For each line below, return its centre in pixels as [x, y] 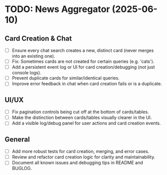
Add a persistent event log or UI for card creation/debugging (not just [83, 67]
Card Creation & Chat [38, 38]
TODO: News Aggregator [57, 9]
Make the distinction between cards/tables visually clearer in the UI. [82, 118]
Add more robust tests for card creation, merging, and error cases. [80, 151]
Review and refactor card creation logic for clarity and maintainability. [83, 157]
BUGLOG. [22, 168]
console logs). [26, 73]
